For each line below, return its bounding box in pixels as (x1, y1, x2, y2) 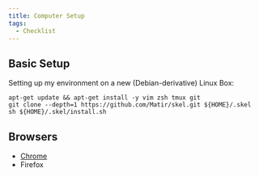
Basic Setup (8, 57, 70, 70)
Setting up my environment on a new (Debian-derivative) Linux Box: (8, 78, 235, 88)
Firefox (19, 160, 45, 170)
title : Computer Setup (8, 11, 85, 20)
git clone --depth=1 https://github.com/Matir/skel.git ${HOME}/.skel (8, 101, 252, 109)
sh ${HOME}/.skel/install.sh (8, 108, 107, 116)
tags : (8, 19, 27, 27)
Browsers (8, 130, 58, 144)
